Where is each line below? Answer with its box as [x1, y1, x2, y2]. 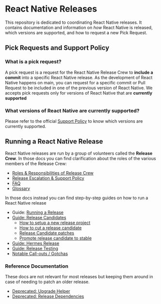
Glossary [12, 185, 31, 191]
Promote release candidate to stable [19, 235, 92, 241]
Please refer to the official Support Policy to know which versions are [5, 118, 143, 124]
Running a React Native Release [5, 137, 103, 146]
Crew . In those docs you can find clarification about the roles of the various [5, 155, 156, 161]
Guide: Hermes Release [12, 240, 60, 246]
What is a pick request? [5, 58, 62, 65]
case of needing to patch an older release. [5, 279, 90, 285]
